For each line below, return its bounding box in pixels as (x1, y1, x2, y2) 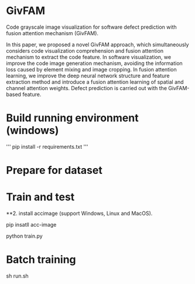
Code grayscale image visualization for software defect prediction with (6, 23, 177, 30)
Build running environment (6, 111, 139, 125)
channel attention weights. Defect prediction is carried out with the (6, 84, 167, 91)
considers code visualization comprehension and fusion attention (6, 47, 164, 54)
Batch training (6, 253, 76, 266)
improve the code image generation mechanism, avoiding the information (6, 60, 183, 67)
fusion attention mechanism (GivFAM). (6, 29, 98, 36)
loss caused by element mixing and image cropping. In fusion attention (6, 66, 177, 73)
